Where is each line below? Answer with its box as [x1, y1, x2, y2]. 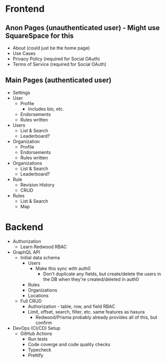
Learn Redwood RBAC [20, 244, 67, 250]
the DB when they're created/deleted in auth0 [43, 276, 139, 282]
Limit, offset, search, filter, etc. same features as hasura [27, 308, 145, 314]
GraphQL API [12, 249, 41, 255]
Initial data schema [20, 254, 60, 260]
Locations [27, 292, 49, 299]
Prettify [27, 352, 44, 358]
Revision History [20, 182, 55, 188]
